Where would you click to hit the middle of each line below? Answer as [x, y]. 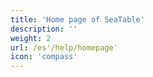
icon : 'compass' [44, 57]
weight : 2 [31, 38]
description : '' [44, 29]
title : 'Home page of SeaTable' [77, 19]
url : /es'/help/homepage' [64, 47]
